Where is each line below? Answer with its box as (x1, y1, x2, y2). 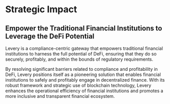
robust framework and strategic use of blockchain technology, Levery (5, 83, 152, 88)
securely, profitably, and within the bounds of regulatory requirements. (5, 56, 154, 62)
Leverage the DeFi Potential (5, 32, 95, 40)
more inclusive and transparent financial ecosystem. (5, 93, 115, 99)
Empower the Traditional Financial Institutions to (5, 24, 162, 33)
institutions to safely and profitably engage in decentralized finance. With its (5, 77, 165, 83)
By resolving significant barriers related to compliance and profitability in (5, 66, 158, 72)
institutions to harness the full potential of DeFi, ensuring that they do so (5, 51, 157, 57)
